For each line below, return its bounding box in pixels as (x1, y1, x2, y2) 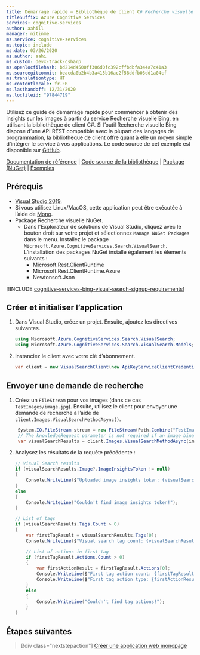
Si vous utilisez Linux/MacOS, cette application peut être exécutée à (14, 204, 183, 211)
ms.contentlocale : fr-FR (6, 81, 68, 87)
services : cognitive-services (6, 20, 82, 26)
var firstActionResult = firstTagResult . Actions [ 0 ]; (36, 565, 171, 571)
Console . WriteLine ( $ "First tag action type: (36, 577, 149, 583)
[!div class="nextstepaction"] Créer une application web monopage (20, 642, 187, 649)
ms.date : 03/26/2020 (6, 48, 58, 54)
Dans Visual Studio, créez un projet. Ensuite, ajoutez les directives (14, 318, 178, 325)
